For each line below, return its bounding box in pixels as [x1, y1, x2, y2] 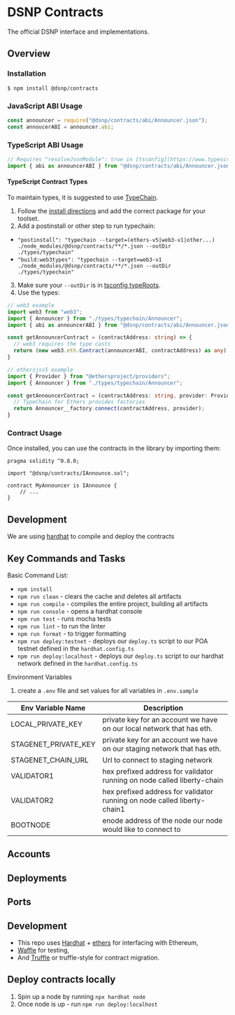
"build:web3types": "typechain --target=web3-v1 [17, 256, 162, 263]
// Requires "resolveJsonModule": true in [7, 156, 133, 163]
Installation [7, 69, 47, 79]
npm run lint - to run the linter [17, 621, 106, 630]
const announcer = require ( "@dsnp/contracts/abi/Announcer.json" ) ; [7, 116, 208, 123]
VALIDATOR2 [10, 795, 54, 805]
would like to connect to [102, 824, 181, 834]
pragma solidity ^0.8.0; [7, 457, 80, 465]
